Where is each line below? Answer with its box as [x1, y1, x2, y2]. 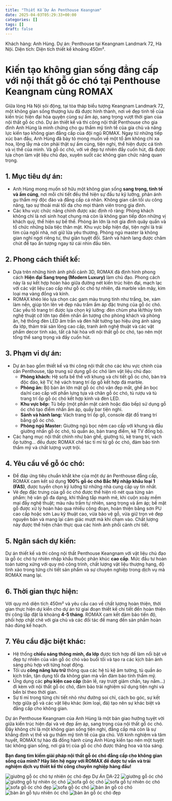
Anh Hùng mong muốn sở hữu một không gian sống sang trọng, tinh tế [12, 186, 163, 192]
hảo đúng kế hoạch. [5, 622, 48, 628]
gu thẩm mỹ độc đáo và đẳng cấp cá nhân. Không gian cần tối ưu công [12, 196, 163, 203]
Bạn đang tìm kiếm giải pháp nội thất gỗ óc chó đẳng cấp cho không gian [5, 752, 163, 758]
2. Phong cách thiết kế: [5, 255, 80, 264]
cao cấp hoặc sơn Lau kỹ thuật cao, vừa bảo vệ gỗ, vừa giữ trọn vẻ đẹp [12, 511, 163, 517]
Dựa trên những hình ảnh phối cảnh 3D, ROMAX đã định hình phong [12, 269, 156, 275]
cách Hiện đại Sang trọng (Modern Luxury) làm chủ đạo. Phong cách [12, 274, 160, 280]
